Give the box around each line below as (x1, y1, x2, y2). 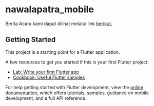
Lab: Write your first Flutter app (12, 69, 80, 75)
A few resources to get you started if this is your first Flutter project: (5, 59, 149, 65)
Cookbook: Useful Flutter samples (12, 74, 85, 80)
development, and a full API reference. (5, 95, 87, 101)
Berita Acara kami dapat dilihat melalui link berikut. (5, 20, 112, 27)
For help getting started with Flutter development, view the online (5, 84, 144, 90)
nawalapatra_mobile (5, 4, 94, 15)
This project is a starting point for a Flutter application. (5, 49, 120, 55)
